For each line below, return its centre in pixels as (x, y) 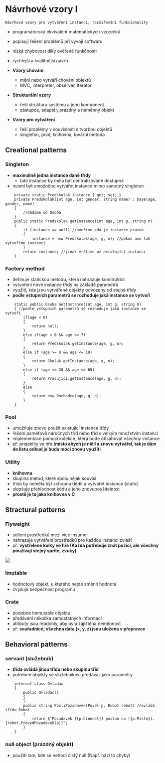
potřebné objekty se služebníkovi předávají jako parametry (73, 675)
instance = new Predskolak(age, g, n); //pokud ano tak (91, 238)
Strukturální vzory (32, 95)
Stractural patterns (35, 510)
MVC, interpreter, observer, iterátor (56, 85)
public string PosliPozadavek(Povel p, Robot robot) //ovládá (89, 706)
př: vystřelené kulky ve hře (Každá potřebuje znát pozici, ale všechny (85, 545)
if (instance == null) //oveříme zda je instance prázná (83, 230)
